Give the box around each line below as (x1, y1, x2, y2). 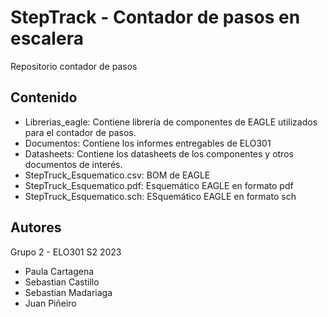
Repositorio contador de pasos (10, 60, 138, 72)
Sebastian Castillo (24, 276, 100, 288)
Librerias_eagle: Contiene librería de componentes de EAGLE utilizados (24, 116, 318, 128)
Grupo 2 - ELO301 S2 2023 (10, 246, 122, 258)
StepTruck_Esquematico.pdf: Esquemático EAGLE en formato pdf (24, 179, 294, 191)
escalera (10, 27, 84, 50)
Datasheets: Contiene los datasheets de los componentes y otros (24, 147, 294, 160)
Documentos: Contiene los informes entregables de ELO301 (24, 137, 272, 149)
